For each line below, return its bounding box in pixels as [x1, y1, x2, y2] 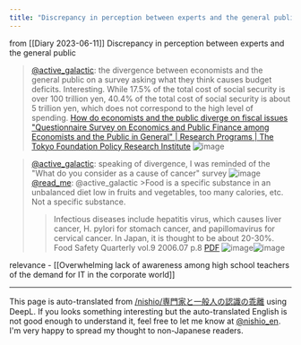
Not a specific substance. [30, 196, 126, 207]
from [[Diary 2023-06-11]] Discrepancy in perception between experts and [9, 38, 285, 48]
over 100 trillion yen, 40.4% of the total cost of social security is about [30, 93, 291, 104]
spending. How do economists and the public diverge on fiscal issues [30, 112, 288, 123]
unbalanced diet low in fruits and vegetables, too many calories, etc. [30, 186, 284, 197]
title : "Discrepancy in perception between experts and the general [9, 13, 271, 22]
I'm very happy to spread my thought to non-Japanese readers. [9, 324, 244, 336]
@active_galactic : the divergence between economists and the [30, 65, 263, 75]
